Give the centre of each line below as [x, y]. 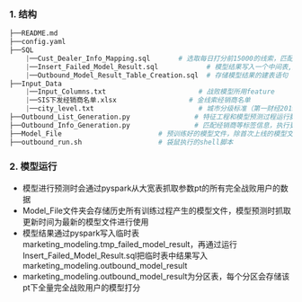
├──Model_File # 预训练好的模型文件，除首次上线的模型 [148, 133]
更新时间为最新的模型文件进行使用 [85, 221]
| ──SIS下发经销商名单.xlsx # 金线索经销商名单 [138, 101]
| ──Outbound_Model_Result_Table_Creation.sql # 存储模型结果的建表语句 [157, 75]
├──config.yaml [38, 42]
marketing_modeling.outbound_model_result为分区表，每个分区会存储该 [156, 276]
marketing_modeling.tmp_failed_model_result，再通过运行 [130, 244]
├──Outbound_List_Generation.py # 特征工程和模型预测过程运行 [150, 117]
